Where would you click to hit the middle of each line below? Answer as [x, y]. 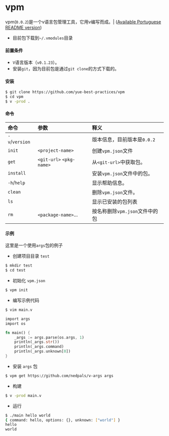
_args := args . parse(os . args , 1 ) [49, 337]
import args [18, 319]
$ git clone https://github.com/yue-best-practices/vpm [65, 92]
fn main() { [18, 333]
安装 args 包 [25, 366]
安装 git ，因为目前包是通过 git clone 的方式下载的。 [66, 69]
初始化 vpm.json [29, 281]
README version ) [23, 27]
